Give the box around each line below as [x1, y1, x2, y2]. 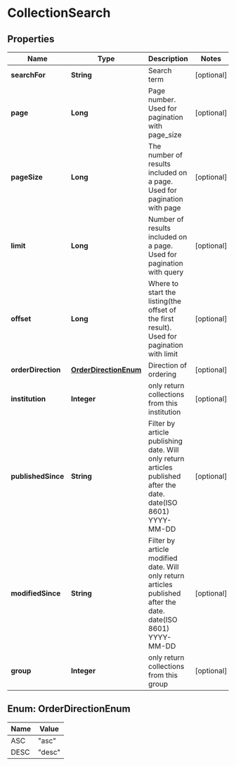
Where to [148, 279, 179, 288]
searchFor [11, 70, 46, 80]
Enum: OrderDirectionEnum [7, 703, 131, 715]
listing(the [148, 296, 181, 306]
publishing [148, 437, 183, 446]
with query [148, 268, 184, 277]
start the [148, 287, 176, 297]
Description [148, 54, 188, 63]
